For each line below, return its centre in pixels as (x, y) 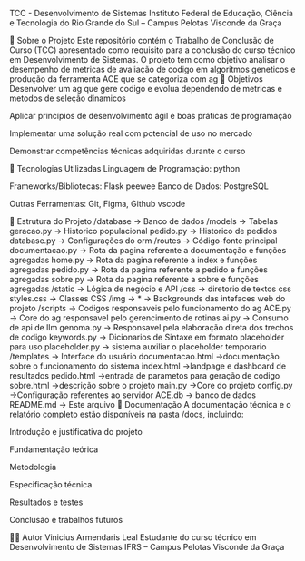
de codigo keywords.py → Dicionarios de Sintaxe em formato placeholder (147, 337)
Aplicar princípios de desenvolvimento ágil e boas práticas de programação (151, 116)
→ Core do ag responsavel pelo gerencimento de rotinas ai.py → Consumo (149, 318)
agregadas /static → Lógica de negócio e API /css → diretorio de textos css (151, 289)
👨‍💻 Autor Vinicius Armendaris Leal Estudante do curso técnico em (133, 537)
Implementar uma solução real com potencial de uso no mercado (131, 133)
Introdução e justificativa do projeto (76, 432)
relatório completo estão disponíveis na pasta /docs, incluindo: (127, 414)
